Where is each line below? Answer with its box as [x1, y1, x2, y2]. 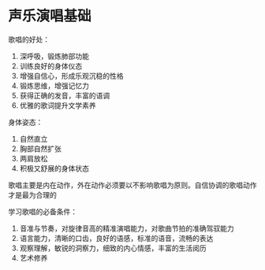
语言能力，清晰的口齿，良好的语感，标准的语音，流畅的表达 [19, 233, 214, 242]
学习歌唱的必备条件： [8, 206, 77, 216]
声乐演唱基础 [8, 7, 92, 25]
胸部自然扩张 [19, 143, 62, 153]
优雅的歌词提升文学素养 [19, 100, 96, 110]
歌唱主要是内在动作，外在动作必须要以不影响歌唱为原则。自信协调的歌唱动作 [8, 180, 257, 190]
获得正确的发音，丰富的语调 [19, 91, 110, 100]
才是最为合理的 [8, 190, 57, 199]
